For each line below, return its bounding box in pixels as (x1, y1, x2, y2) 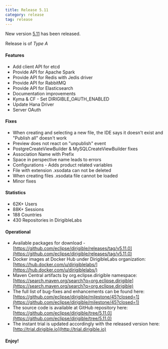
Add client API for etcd (12, 63, 60, 69)
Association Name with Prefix (12, 151, 74, 157)
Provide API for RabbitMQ (12, 80, 66, 86)
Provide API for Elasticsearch (12, 85, 73, 91)
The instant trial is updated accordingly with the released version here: (12, 321, 160, 327)
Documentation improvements (12, 90, 76, 96)
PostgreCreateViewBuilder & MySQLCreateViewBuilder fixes (12, 146, 138, 152)
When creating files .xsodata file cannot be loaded (12, 172, 118, 179)
